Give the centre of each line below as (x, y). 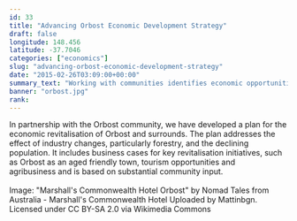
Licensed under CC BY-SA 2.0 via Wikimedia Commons (110, 210)
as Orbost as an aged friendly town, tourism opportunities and (122, 162)
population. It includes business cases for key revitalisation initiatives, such (146, 153)
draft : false (33, 34)
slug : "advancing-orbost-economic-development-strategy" (116, 67)
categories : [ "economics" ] (59, 58)
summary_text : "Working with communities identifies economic (126, 83)
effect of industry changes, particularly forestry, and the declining (129, 143)
